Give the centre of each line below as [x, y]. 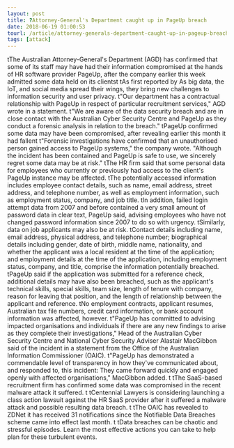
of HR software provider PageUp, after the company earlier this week [107, 75]
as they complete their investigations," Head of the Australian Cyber [104, 333]
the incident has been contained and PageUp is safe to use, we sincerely [112, 156]
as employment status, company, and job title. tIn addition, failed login [108, 200]
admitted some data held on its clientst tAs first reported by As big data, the [116, 82]
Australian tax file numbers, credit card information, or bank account [105, 311]
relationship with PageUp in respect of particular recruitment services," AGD [117, 104]
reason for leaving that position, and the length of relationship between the [114, 296]
